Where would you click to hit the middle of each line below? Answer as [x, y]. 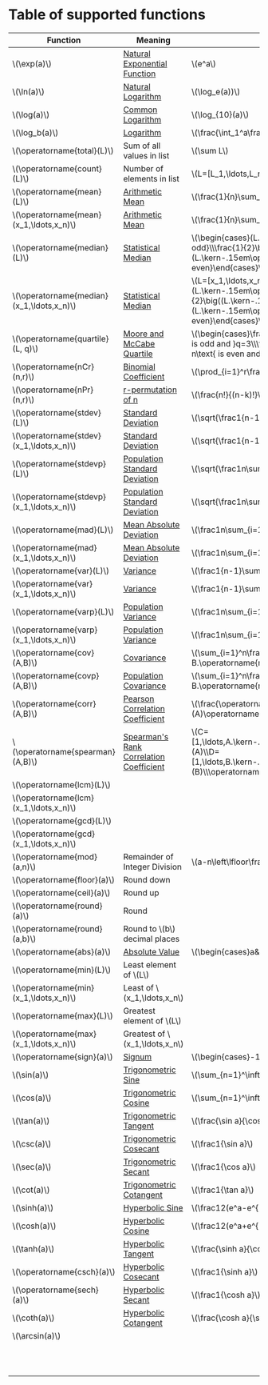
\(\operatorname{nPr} [53, 390]
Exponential [145, 63]
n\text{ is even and [226, 354]
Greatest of [144, 1034]
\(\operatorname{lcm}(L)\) [62, 784]
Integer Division [152, 867]
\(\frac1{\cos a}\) [224, 1167]
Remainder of [148, 856]
